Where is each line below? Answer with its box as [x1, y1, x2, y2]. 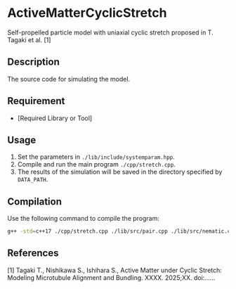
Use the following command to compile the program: [7, 214, 160, 223]
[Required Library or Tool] [17, 114, 93, 122]
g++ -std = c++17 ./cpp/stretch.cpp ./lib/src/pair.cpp [7, 228, 169, 235]
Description [7, 56, 60, 68]
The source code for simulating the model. [7, 75, 131, 83]
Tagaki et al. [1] [7, 35, 51, 44]
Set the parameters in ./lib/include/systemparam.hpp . [17, 153, 176, 161]
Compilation [7, 195, 62, 207]
